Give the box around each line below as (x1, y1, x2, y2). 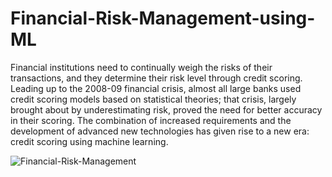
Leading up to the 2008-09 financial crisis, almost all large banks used (10, 82, 302, 94)
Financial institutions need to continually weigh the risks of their (10, 61, 273, 73)
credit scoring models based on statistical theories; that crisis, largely (10, 93, 297, 105)
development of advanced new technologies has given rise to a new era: (10, 125, 310, 137)
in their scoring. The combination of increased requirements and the (10, 114, 292, 126)
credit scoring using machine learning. (10, 135, 169, 147)
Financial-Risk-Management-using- (10, 7, 316, 30)
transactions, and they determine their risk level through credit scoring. (10, 72, 303, 84)
